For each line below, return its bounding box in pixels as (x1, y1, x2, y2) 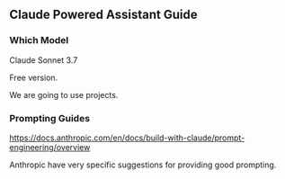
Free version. (9, 72, 58, 83)
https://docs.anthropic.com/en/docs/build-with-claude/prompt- (9, 132, 245, 143)
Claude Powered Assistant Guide (9, 7, 198, 22)
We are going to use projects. (9, 89, 119, 100)
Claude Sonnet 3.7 (9, 54, 78, 66)
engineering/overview (9, 141, 91, 152)
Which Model (9, 34, 69, 47)
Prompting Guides (9, 112, 91, 124)
